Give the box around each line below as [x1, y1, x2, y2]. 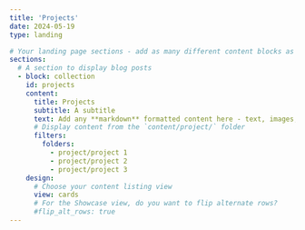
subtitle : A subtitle [33, 105, 116, 115]
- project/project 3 [49, 165, 128, 174]
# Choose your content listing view [33, 182, 172, 191]
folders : [42, 140, 75, 149]
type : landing [9, 30, 64, 39]
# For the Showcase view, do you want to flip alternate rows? [33, 199, 279, 208]
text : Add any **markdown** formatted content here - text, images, [33, 115, 299, 124]
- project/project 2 [49, 156, 128, 165]
